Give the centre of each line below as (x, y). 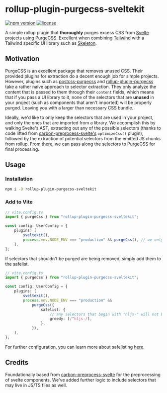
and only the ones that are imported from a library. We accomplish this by (80, 122)
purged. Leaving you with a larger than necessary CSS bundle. (69, 107)
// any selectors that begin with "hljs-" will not (104, 314)
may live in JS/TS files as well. (36, 385)
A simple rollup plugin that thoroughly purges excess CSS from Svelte (77, 32)
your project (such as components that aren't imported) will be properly (79, 102)
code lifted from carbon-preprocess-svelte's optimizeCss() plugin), (74, 133)
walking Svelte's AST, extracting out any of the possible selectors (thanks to (83, 128)
